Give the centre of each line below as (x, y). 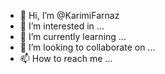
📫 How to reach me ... (66, 58)
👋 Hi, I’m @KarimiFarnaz (69, 15)
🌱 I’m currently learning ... (73, 36)
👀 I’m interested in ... (62, 26)
